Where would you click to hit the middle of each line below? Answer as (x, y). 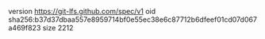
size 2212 (58, 28)
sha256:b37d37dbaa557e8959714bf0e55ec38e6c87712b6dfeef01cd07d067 (133, 19)
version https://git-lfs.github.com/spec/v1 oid (82, 11)
